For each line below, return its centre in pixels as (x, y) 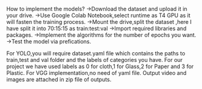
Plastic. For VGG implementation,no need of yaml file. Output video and (97, 73)
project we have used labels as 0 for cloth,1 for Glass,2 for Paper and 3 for (100, 66)
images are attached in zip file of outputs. (59, 79)
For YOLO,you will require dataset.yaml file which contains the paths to (96, 53)
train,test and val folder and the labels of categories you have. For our (95, 60)
